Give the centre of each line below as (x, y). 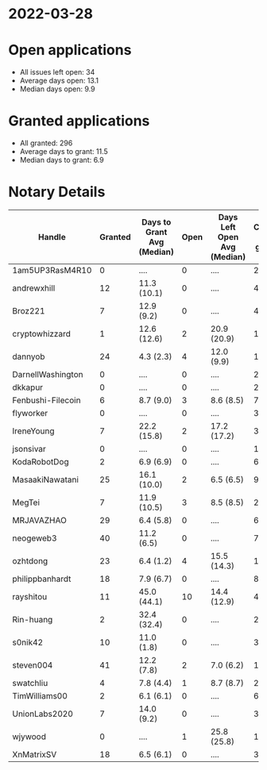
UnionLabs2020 (43, 714)
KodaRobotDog (41, 462)
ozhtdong (30, 561)
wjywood (29, 737)
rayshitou (30, 597)
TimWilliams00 (40, 696)
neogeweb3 (35, 538)
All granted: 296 (46, 143)
